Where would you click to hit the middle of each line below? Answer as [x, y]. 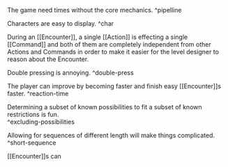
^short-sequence [32, 143]
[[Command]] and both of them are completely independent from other [109, 44]
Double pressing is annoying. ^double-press [70, 73]
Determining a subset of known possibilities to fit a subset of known [105, 107]
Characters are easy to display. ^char [61, 23]
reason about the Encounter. [48, 59]
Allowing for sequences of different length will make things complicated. [111, 135]
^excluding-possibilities [41, 122]
